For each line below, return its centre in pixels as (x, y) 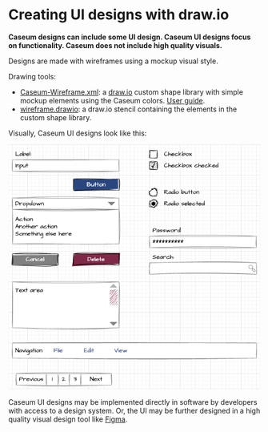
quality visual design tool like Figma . (68, 419)
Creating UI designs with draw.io (119, 15)
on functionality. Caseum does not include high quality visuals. (115, 45)
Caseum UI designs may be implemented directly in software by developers (133, 402)
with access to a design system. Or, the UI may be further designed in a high (134, 411)
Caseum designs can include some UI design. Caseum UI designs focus (130, 37)
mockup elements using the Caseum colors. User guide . (112, 100)
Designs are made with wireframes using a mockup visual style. (113, 61)
